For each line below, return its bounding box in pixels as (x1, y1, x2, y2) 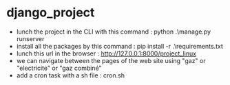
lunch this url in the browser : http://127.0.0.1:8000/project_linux (16, 49, 197, 58)
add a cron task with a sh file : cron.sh (16, 71, 125, 80)
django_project (6, 5, 95, 21)
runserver (16, 34, 45, 42)
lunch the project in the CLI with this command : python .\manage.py (16, 27, 211, 36)
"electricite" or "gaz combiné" (16, 64, 102, 72)
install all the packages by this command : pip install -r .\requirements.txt (16, 42, 223, 50)
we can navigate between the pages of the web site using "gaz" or (16, 56, 206, 64)
